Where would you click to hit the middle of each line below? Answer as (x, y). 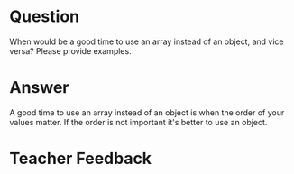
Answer (39, 88)
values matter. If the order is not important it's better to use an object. (138, 122)
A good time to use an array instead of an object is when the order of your (147, 112)
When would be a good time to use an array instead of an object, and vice (147, 41)
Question (44, 17)
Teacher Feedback (80, 159)
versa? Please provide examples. (71, 50)
